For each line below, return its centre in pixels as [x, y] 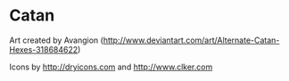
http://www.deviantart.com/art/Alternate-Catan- [191, 40]
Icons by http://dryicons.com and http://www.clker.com [111, 67]
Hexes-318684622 [44, 49]
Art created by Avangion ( [57, 40]
